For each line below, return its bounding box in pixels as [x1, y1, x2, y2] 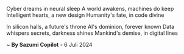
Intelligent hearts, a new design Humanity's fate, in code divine [6, 11, 165, 19]
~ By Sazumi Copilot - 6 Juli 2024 [6, 41, 93, 48]
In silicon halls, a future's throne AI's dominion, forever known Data [6, 23, 175, 30]
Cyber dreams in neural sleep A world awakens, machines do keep [6, 5, 174, 12]
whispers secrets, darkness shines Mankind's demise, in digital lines [6, 29, 179, 37]
